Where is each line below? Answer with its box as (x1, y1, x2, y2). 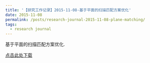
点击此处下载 (5, 52, 32, 58)
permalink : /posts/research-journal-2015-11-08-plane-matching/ (5, 17, 145, 22)
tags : (5, 22, 17, 27)
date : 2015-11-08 (5, 12, 42, 17)
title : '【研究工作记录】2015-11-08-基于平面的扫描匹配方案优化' (5, 7, 132, 13)
